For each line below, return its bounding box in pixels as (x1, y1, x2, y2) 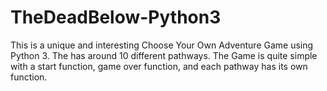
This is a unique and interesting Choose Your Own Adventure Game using (10, 39, 314, 51)
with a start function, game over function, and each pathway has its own (10, 60, 308, 72)
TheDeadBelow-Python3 (10, 6, 222, 29)
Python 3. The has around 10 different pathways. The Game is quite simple (10, 49, 318, 61)
